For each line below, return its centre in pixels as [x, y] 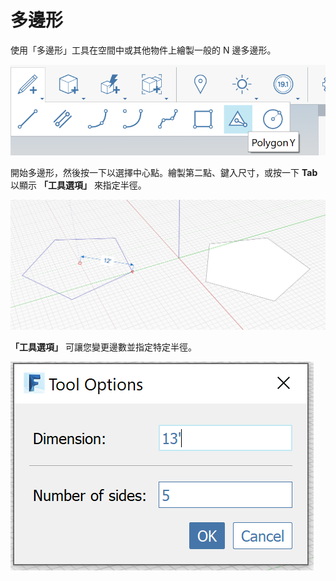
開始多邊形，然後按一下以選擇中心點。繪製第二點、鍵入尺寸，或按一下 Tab [164, 172]
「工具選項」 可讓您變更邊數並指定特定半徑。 [103, 347]
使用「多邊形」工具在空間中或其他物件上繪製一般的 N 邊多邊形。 [143, 50]
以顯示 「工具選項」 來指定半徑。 [78, 185]
